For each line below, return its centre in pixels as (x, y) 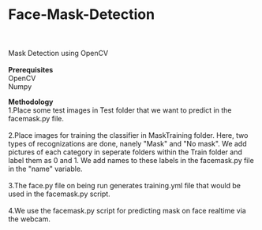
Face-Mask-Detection (82, 15)
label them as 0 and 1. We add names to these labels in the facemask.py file (131, 160)
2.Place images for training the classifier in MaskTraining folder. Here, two (128, 135)
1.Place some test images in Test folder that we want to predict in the (120, 110)
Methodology (31, 102)
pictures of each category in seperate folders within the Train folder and (125, 152)
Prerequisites (31, 69)
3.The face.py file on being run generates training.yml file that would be (124, 185)
